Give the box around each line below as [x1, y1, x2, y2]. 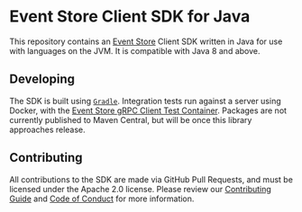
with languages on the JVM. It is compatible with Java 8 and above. [9, 45, 261, 56]
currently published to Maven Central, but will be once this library [9, 114, 252, 125]
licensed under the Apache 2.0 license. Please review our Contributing [9, 183, 272, 194]
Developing [9, 72, 75, 87]
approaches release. [9, 124, 86, 135]
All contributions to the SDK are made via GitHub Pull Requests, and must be [9, 173, 293, 185]
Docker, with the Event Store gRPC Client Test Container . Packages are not [9, 105, 287, 116]
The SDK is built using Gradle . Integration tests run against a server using [9, 95, 281, 106]
